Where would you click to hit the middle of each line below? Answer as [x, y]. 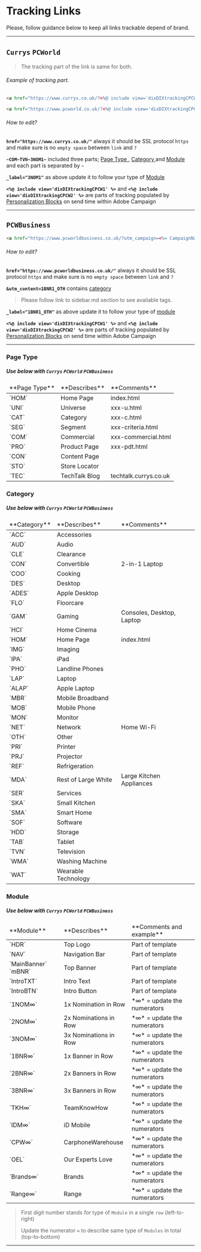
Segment [74, 427]
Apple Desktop [77, 593]
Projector [69, 756]
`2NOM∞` [23, 1022]
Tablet [66, 841]
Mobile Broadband [83, 698]
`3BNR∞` [22, 1091]
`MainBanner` [28, 964]
